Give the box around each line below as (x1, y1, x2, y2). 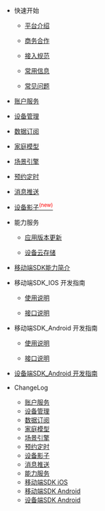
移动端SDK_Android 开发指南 (13, 323, 98, 332)
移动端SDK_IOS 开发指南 (13, 278, 86, 286)
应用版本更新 (24, 233, 62, 242)
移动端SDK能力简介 (13, 263, 70, 271)
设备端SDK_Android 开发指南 (13, 369, 98, 377)
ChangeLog (13, 383, 49, 392)
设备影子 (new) (13, 202, 54, 211)
